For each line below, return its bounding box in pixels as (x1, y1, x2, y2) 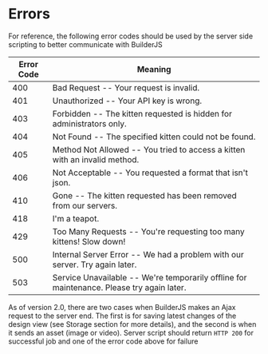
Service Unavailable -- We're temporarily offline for (52, 272, 247, 283)
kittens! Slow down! (52, 236, 126, 247)
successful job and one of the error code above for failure (8, 336, 199, 346)
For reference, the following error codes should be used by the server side (8, 31, 254, 41)
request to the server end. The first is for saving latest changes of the (8, 311, 237, 320)
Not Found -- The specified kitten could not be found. (52, 131, 256, 142)
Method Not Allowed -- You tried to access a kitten (52, 144, 246, 155)
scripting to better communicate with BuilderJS (8, 39, 163, 49)
